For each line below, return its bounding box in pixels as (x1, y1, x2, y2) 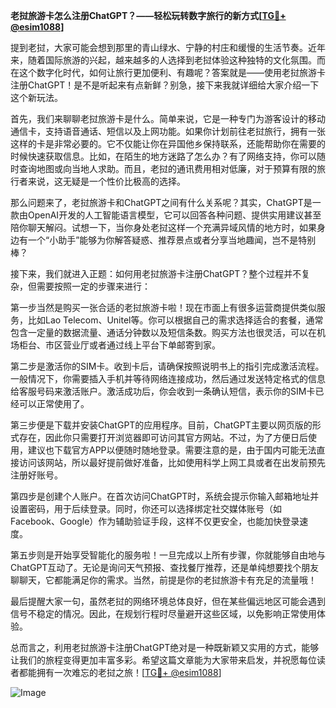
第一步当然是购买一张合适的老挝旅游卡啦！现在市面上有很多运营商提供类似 (10, 302, 317, 313)
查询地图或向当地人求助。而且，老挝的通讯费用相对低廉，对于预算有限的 (18, 163, 317, 174)
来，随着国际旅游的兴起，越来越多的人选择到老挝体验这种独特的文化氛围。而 (10, 54, 326, 66)
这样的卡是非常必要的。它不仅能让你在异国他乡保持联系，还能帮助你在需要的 (10, 138, 326, 149)
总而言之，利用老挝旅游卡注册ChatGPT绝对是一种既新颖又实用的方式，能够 (10, 642, 320, 653)
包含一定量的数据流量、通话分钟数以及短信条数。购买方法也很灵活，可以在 (10, 327, 317, 338)
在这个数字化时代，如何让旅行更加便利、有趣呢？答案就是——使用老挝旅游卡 (10, 67, 326, 78)
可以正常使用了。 (18, 398, 90, 409)
